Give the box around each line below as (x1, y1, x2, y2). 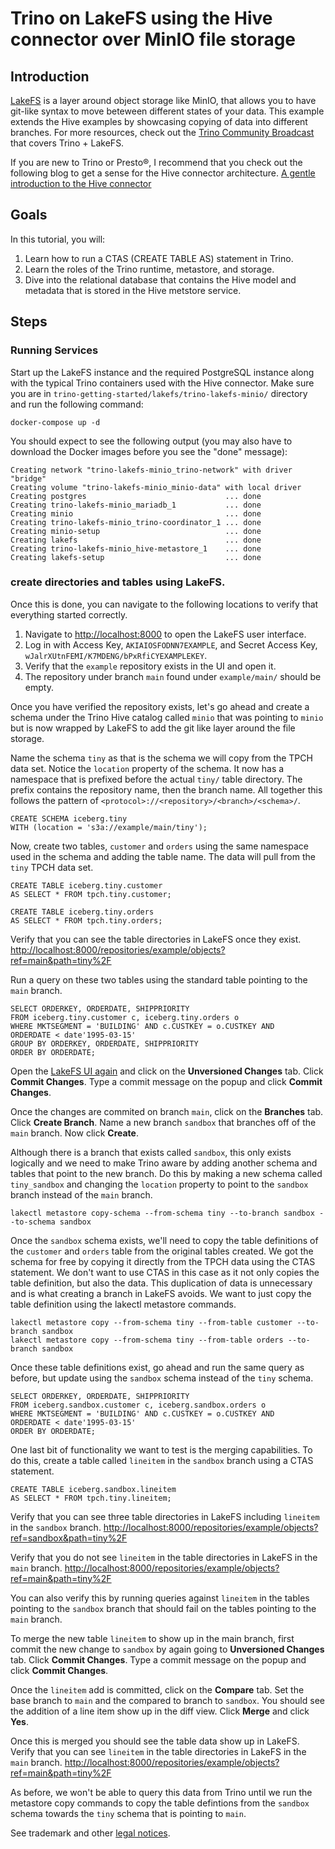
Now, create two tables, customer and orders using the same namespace (10, 840, 310, 852)
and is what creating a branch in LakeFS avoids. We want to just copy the (10, 1287, 312, 1299)
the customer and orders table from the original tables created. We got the (10, 1245, 314, 1257)
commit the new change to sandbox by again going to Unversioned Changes (10, 1643, 325, 1655)
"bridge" (10, 473, 47, 484)
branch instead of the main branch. (10, 1188, 153, 1201)
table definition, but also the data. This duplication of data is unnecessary (10, 1277, 313, 1289)
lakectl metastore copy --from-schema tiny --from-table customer (10, 1317, 293, 1327)
